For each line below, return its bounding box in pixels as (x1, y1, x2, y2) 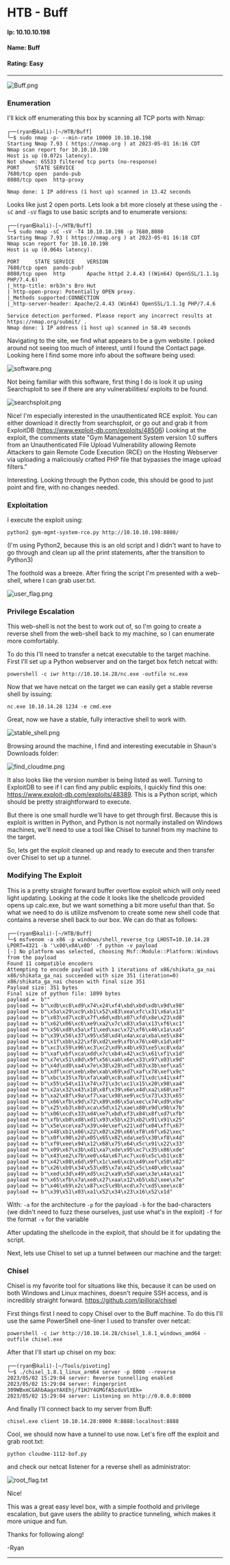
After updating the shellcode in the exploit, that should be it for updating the (7, 1228, 221, 1236)
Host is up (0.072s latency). (7, 152, 94, 159)
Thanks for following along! (7, 1531, 84, 1539)
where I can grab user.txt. (23, 577, 97, 585)
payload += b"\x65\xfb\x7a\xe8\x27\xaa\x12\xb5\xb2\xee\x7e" (7, 1176, 186, 1183)
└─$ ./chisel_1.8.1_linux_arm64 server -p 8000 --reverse (7, 1369, 176, 1376)
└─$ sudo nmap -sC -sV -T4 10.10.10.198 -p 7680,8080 (7, 228, 164, 235)
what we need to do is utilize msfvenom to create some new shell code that (7, 908, 220, 916)
